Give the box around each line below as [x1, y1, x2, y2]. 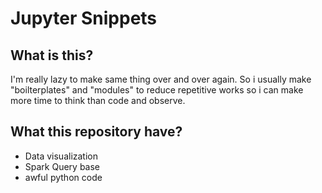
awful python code [24, 171, 103, 183]
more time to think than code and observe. [10, 95, 186, 106]
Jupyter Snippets [10, 7, 158, 30]
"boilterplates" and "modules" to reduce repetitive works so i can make [10, 84, 304, 96]
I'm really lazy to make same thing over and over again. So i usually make [10, 73, 312, 85]
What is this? [10, 47, 94, 64]
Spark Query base [24, 160, 101, 172]
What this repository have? [10, 123, 183, 141]
